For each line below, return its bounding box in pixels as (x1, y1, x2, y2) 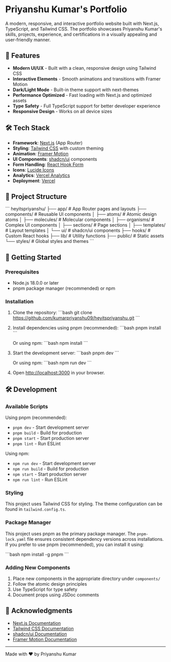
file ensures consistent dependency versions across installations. (27, 536, 164, 542)
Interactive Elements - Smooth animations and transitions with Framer (12, 75, 161, 82)
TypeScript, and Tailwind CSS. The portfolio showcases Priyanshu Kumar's (5, 25, 162, 32)
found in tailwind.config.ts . (5, 506, 66, 512)
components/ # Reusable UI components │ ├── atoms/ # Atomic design (5, 211, 157, 217)
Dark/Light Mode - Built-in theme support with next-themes (12, 87, 139, 93)
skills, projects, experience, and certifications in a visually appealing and (5, 31, 157, 37)
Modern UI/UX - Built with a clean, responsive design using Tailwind (12, 65, 156, 71)
